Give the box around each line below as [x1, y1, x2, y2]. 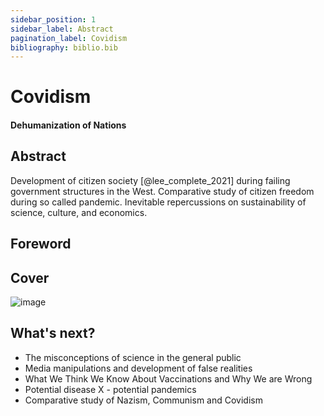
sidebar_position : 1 [10, 14, 97, 25]
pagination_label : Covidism [10, 33, 128, 43]
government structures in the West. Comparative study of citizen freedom [10, 185, 315, 197]
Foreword [10, 236, 72, 253]
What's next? [10, 325, 96, 342]
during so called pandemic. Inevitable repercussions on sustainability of [10, 196, 307, 208]
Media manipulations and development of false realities [24, 362, 253, 374]
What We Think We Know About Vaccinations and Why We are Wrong [24, 372, 313, 385]
